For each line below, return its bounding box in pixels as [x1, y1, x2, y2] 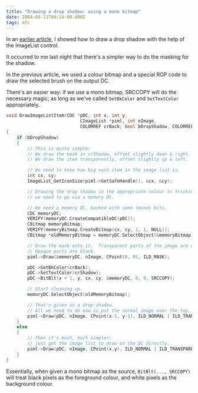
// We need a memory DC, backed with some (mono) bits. [27, 204, 167, 211]
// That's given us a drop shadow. [27, 302, 115, 308]
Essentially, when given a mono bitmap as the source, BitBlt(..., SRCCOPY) [6, 368, 191, 375]
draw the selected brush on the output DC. [6, 77, 110, 84]
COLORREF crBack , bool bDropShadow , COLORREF [80, 124, 194, 130]
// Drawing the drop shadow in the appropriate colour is [27, 189, 173, 194]
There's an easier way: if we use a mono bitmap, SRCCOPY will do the [6, 89, 177, 96]
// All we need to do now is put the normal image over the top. [27, 308, 192, 313]
